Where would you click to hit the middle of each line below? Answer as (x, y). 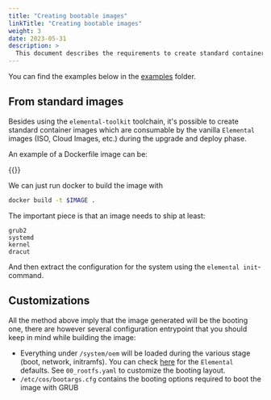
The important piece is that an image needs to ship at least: (107, 216)
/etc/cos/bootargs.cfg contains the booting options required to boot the (141, 379)
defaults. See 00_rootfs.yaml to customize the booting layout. (123, 370)
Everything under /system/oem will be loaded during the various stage (135, 353)
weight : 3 (25, 31)
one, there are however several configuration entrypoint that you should (128, 329)
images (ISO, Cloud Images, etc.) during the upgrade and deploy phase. (128, 138)
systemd (21, 238)
